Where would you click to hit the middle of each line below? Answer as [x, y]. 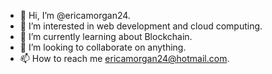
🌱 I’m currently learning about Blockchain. [106, 36]
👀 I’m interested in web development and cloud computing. [141, 26]
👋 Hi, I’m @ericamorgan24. [75, 15]
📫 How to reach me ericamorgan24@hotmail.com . [124, 58]
